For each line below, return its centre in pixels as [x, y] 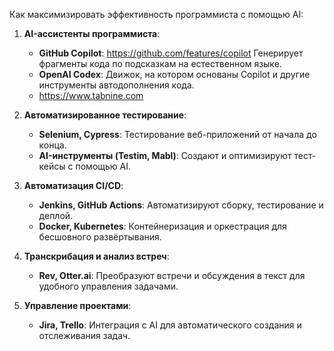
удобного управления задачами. [108, 286]
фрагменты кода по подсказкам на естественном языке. [160, 63]
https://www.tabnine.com [91, 95]
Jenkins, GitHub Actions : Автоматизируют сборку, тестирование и [181, 205]
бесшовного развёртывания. [100, 237]
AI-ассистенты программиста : [92, 33]
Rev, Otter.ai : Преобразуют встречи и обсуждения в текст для [172, 275]
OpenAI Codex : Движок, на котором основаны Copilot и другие [174, 74]
